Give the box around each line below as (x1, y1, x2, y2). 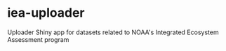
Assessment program (7, 35, 69, 43)
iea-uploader (7, 5, 85, 21)
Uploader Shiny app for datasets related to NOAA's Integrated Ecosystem (7, 28, 219, 36)
